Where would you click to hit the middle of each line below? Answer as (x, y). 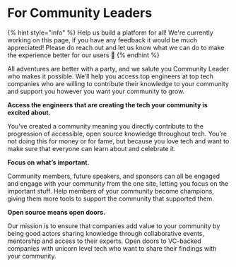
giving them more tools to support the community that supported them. (111, 198)
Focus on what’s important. (48, 162)
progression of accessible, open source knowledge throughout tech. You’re (117, 133)
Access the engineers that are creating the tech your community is (108, 105)
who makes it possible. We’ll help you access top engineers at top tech (111, 76)
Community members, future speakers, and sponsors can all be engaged (114, 176)
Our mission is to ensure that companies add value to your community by (114, 226)
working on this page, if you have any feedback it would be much (102, 40)
